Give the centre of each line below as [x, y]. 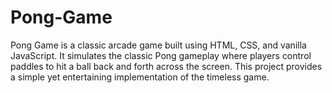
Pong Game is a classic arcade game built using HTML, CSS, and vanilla [158, 45]
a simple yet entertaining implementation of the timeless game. [140, 77]
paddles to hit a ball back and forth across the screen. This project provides [166, 66]
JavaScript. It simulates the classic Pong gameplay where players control [161, 55]
